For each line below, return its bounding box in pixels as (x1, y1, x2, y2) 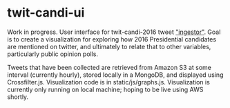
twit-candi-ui (7, 5, 85, 21)
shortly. (7, 92, 29, 101)
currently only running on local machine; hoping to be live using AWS (7, 85, 204, 93)
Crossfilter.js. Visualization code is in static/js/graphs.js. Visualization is (7, 78, 211, 86)
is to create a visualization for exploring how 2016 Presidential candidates (7, 35, 216, 43)
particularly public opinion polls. (7, 50, 99, 58)
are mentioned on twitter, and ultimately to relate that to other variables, (7, 42, 211, 51)
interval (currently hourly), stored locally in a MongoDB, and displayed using (7, 71, 224, 79)
